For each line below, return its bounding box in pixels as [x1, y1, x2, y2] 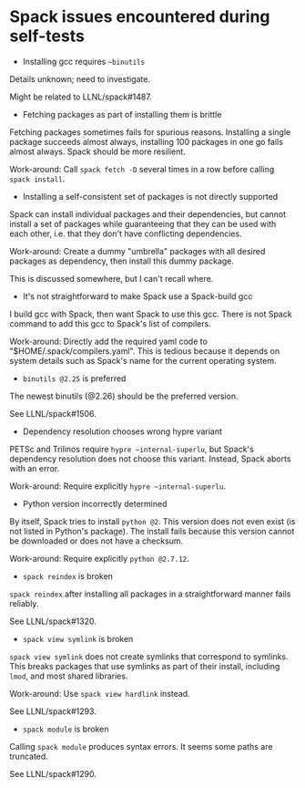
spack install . [9, 173, 66, 184]
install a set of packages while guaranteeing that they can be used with [9, 218, 277, 229]
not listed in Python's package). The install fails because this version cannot [9, 525, 295, 536]
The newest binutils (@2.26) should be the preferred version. [9, 390, 239, 401]
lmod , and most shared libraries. [9, 670, 128, 681]
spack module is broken [22, 723, 109, 734]
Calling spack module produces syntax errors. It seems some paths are [9, 741, 273, 752]
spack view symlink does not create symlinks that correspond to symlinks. [9, 650, 289, 662]
